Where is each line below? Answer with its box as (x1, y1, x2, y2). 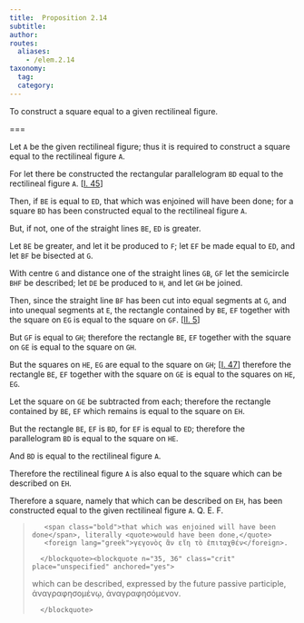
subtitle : (9, 22, 47, 31)
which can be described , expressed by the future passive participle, (31, 578, 287, 588)
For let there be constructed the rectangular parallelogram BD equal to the (9, 168, 284, 179)
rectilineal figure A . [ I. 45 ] (9, 178, 103, 189)
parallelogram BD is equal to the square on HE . (9, 432, 179, 443)
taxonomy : (9, 64, 47, 74)
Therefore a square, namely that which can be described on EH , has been (9, 495, 283, 506)
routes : (9, 38, 39, 48)
